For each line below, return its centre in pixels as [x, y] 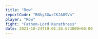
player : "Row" [21, 19]
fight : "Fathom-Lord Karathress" [41, 24]
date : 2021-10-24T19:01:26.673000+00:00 [49, 29]
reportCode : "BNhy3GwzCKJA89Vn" [40, 15]
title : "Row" [19, 10]
